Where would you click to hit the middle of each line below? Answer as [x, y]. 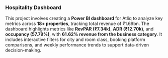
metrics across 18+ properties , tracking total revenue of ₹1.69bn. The [77, 23]
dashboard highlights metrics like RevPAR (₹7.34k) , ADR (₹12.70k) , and [79, 29]
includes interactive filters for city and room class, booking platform [75, 39]
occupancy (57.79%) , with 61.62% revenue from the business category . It [84, 34]
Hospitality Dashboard [33, 7]
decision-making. [23, 50]
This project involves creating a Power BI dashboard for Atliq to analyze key [84, 18]
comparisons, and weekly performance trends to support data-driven [77, 45]
